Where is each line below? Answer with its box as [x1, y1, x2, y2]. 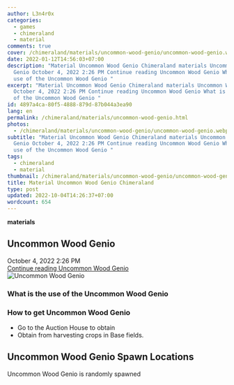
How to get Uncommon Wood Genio [7, 307, 131, 317]
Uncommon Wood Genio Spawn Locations [7, 351, 194, 363]
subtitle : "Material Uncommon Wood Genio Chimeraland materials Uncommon [7, 133, 226, 140]
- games [13, 23, 36, 30]
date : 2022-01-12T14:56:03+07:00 [7, 56, 104, 63]
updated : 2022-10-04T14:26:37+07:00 [7, 192, 114, 199]
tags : [7, 153, 23, 161]
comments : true [7, 43, 52, 50]
